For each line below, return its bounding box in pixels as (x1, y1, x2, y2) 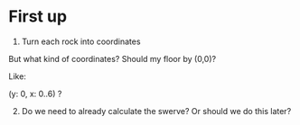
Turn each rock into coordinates (21, 36, 141, 47)
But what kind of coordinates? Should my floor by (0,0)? (8, 53, 217, 64)
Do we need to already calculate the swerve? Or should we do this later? (21, 105, 292, 116)
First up (8, 6, 68, 27)
